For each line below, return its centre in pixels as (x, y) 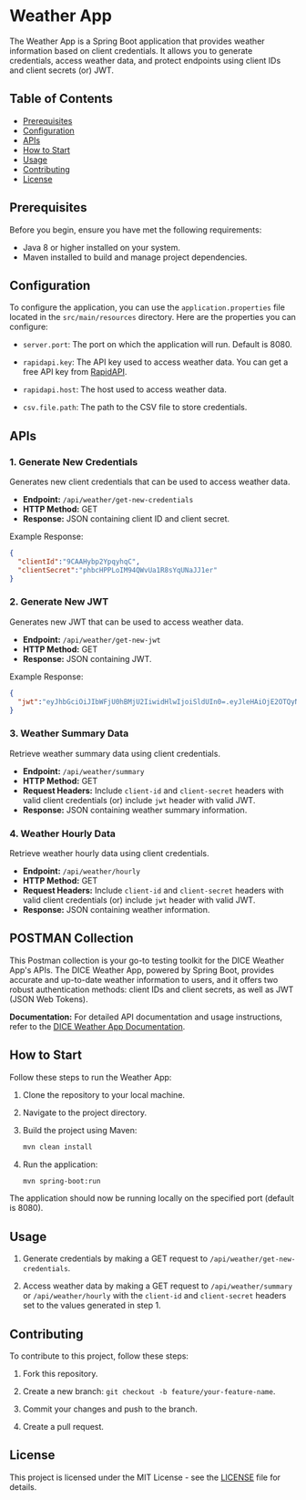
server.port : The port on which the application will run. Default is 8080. (158, 345)
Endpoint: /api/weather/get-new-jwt (92, 639)
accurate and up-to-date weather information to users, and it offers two (144, 979)
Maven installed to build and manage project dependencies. (135, 257)
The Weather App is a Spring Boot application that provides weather (138, 41)
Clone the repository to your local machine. (103, 1094)
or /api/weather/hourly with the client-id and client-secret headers (154, 1296)
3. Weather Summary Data (69, 733)
